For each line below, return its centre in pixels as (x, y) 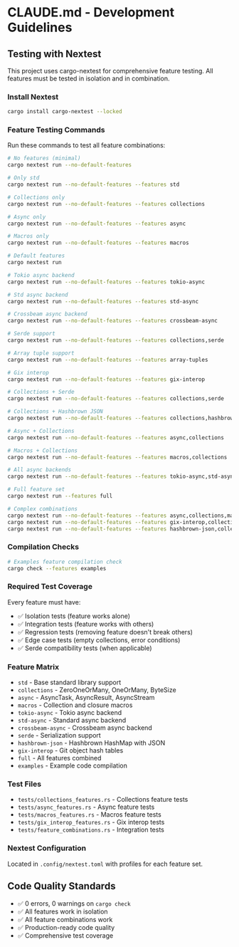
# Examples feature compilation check (65, 562)
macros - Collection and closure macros (75, 705)
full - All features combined (59, 758)
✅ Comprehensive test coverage (65, 935)
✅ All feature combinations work (65, 919)
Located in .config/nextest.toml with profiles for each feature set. (105, 864)
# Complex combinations (43, 509)
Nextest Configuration (47, 848)
